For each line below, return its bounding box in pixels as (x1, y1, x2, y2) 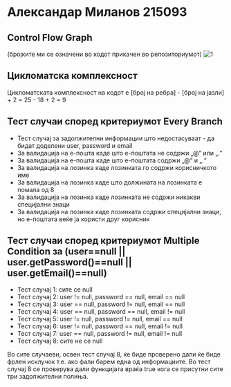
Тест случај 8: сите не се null (17, 337, 103, 346)
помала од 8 (17, 185, 55, 193)
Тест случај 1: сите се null (17, 285, 93, 294)
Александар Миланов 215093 (7, 4, 187, 20)
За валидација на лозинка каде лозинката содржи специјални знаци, (17, 207, 221, 216)
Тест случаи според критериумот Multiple (7, 235, 200, 247)
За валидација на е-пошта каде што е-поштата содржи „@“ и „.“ (17, 156, 207, 164)
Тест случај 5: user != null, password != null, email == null (17, 315, 183, 323)
